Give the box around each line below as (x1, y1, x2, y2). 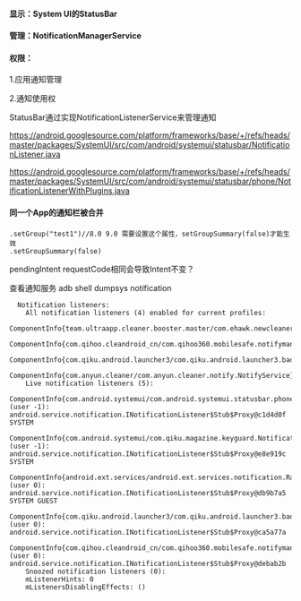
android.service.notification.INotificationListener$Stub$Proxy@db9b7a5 (9, 488, 287, 497)
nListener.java (9, 149, 61, 160)
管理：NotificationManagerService (9, 30, 142, 41)
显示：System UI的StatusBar (9, 8, 118, 19)
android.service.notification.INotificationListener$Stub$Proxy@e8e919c (9, 449, 287, 459)
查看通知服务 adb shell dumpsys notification (9, 282, 172, 293)
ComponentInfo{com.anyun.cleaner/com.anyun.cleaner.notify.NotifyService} (9, 371, 295, 380)
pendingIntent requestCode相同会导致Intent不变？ (9, 263, 195, 274)
